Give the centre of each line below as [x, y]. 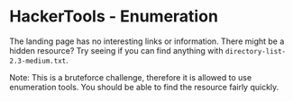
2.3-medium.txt [38, 61]
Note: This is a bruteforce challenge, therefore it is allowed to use [131, 77]
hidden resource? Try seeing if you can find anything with [116, 50]
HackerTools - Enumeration [114, 17]
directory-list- [256, 51]
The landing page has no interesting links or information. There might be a [147, 41]
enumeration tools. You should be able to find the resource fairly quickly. [144, 87]
